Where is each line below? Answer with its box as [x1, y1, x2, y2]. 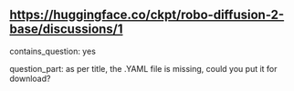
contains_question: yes [9, 45, 96, 56]
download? [9, 73, 51, 84]
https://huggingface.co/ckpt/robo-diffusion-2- [9, 7, 285, 23]
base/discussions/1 [9, 22, 123, 37]
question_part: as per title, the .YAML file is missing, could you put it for [9, 63, 278, 74]
